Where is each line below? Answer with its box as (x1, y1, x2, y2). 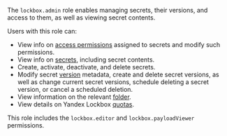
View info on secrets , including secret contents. (17, 55, 155, 64)
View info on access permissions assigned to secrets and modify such (17, 41, 221, 48)
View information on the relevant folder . (17, 93, 131, 101)
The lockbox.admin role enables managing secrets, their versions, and (7, 6, 208, 14)
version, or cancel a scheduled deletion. (17, 86, 133, 93)
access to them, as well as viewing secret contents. (7, 13, 156, 22)
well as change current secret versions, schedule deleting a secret (17, 78, 210, 86)
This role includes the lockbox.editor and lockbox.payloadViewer (7, 114, 195, 122)
